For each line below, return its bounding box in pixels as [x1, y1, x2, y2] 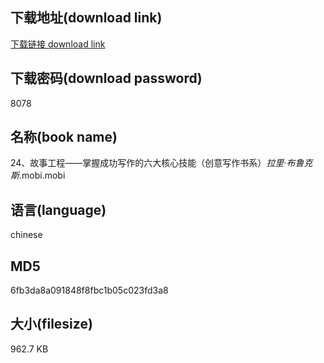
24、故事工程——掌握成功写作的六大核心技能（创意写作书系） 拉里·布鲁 [10, 157, 305, 169]
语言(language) [10, 201, 107, 218]
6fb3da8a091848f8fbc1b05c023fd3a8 [10, 284, 169, 297]
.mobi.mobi [19, 169, 66, 182]
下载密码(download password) [10, 70, 203, 87]
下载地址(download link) [10, 9, 163, 27]
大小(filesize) [10, 316, 93, 333]
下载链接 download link [10, 38, 106, 50]
